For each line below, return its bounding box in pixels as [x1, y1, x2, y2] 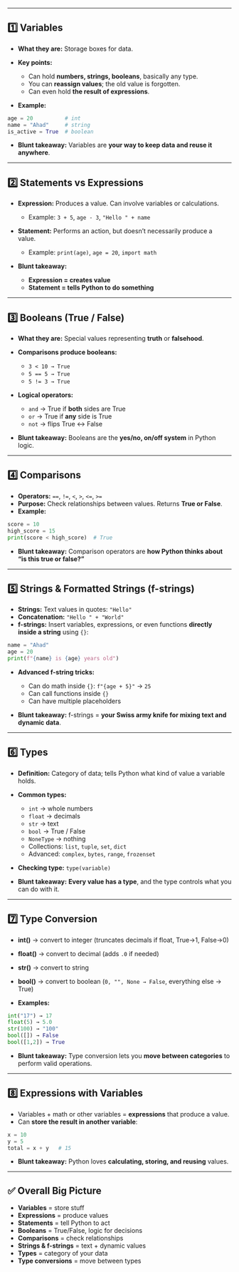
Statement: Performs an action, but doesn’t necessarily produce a [17, 227, 213, 235]
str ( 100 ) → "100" [7, 1025, 59, 1032]
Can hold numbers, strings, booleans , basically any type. [28, 72, 198, 81]
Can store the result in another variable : [17, 1117, 138, 1126]
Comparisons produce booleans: [17, 348, 117, 357]
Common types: [17, 790, 67, 799]
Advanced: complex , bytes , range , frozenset [28, 849, 156, 858]
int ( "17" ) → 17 [7, 1012, 53, 1020]
